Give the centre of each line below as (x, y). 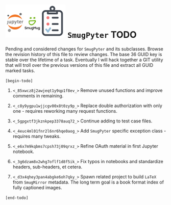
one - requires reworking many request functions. (65, 111)
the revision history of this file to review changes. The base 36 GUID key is (84, 54)
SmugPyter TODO (102, 35)
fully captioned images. (37, 187)
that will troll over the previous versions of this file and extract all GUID (79, 65)
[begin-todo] (19, 81)
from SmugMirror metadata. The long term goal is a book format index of (88, 182)
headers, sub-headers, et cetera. (47, 167)
